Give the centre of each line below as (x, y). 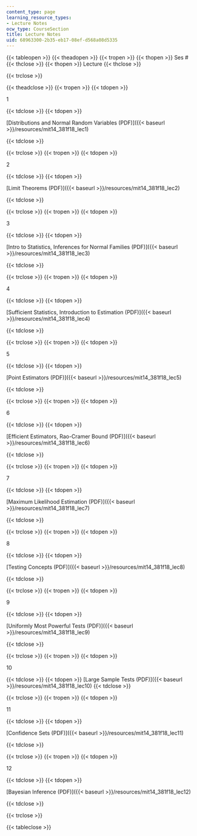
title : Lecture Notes (34, 35)
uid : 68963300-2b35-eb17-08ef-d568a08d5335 (62, 40)
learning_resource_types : (39, 18)
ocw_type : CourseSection (38, 29)
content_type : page (31, 12)
